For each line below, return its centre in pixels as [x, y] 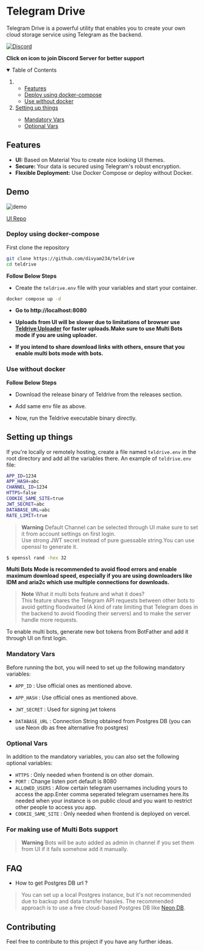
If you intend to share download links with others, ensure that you [100, 347]
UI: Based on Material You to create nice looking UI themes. [90, 160]
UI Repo [16, 218]
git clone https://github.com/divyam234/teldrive [71, 258]
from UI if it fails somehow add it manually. [75, 849]
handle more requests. [49, 620]
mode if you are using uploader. [56, 335]
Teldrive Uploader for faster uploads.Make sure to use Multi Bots [99, 329]
